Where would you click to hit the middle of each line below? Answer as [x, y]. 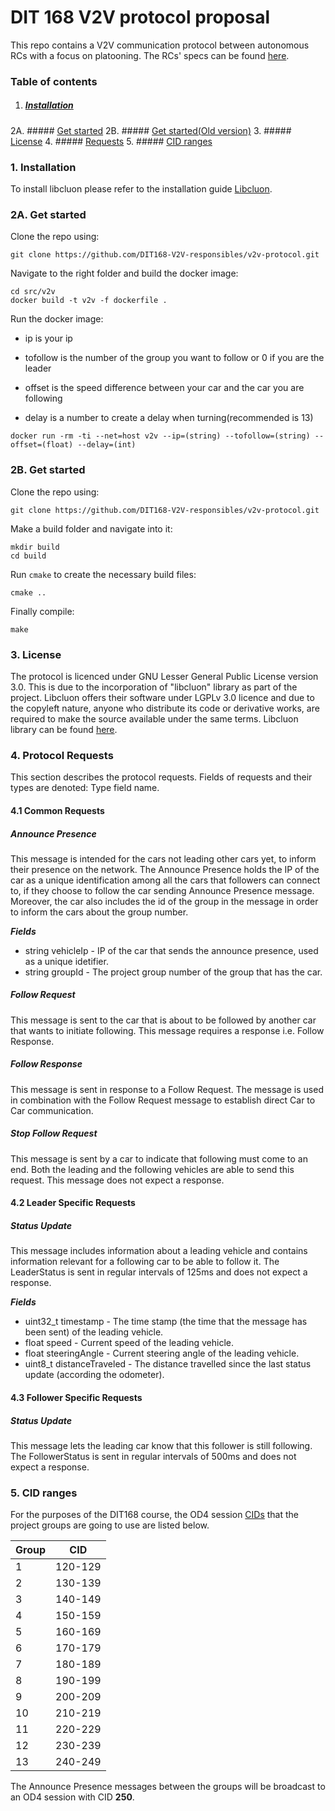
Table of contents [54, 81]
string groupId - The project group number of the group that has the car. [173, 972]
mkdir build [35, 547]
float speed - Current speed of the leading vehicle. [129, 1343]
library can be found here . [64, 730]
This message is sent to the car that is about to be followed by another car [163, 1020]
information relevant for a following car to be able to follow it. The [145, 1262]
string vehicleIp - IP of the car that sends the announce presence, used [171, 950]
